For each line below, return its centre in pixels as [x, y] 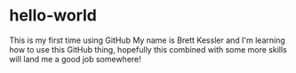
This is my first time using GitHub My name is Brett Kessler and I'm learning [148, 40]
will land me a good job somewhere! [76, 59]
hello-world [53, 16]
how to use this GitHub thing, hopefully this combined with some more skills [148, 49]
